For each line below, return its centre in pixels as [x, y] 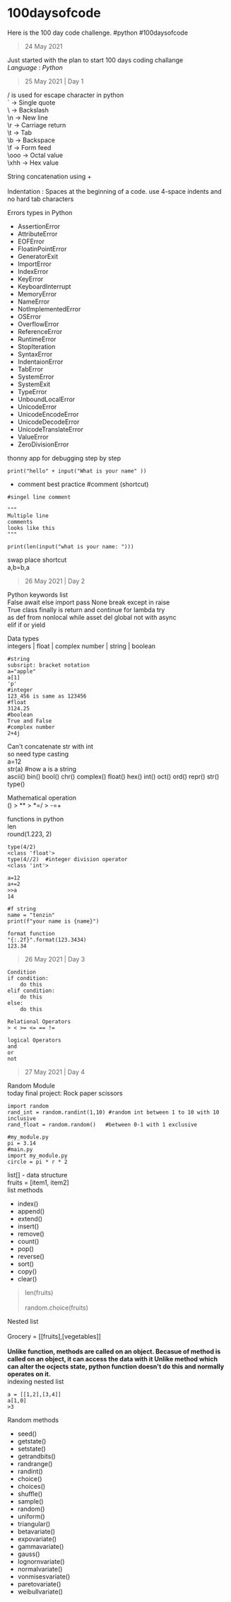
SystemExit [34, 384]
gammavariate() [41, 1546]
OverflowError [38, 324]
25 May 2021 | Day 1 [54, 81]
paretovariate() [39, 1584]
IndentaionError [40, 362]
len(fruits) [39, 1292]
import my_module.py [38, 1156]
